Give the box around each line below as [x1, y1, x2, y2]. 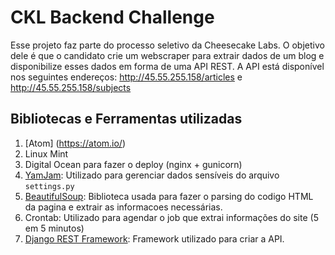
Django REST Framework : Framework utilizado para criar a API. [24, 232, 285, 245]
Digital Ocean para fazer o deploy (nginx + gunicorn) [24, 158, 243, 170]
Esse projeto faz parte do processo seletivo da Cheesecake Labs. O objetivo [10, 39, 325, 51]
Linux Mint [24, 147, 69, 160]
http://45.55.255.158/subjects [10, 81, 132, 93]
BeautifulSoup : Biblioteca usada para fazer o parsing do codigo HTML [24, 190, 314, 202]
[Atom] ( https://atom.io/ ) [24, 137, 127, 149]
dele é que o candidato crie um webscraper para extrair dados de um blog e [10, 49, 325, 61]
